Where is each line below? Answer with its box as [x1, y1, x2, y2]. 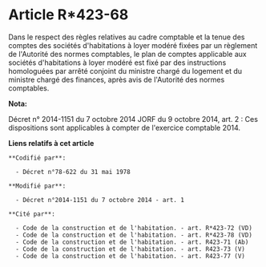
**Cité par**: [8, 210, 56, 218]
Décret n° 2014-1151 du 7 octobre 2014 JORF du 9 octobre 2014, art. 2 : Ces [8, 114, 259, 123]
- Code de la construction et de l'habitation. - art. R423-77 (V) [15, 252, 246, 260]
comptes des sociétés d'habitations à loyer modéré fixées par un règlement [8, 40, 258, 50]
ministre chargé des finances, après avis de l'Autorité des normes [8, 75, 225, 84]
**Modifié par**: [8, 182, 66, 190]
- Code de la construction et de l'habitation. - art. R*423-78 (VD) [15, 231, 252, 239]
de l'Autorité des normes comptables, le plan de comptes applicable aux [8, 49, 247, 59]
